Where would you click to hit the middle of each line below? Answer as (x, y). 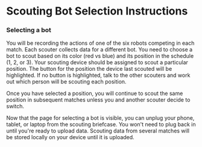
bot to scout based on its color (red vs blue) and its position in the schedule (100, 56)
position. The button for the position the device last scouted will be (89, 69)
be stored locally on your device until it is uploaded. (70, 137)
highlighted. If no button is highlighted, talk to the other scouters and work (98, 75)
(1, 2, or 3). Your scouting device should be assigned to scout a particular (97, 62)
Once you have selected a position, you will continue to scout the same (95, 93)
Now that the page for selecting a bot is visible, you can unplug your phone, (100, 118)
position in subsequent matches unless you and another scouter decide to (98, 100)
